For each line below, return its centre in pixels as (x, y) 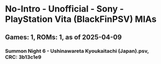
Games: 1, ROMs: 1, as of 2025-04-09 (63, 37)
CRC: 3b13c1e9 (23, 57)
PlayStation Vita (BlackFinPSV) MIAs (81, 19)
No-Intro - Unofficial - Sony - (64, 9)
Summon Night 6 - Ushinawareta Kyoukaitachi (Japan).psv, (77, 51)
